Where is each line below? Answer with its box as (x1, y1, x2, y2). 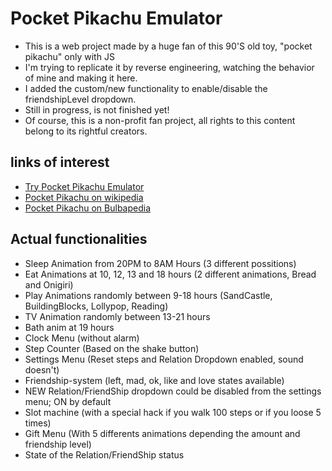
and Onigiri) (24, 278, 74, 291)
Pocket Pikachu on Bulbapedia (24, 202, 152, 214)
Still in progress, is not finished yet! (24, 103, 170, 116)
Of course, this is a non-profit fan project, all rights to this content (24, 114, 296, 126)
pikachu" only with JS (24, 50, 115, 62)
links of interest (10, 154, 110, 171)
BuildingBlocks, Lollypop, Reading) (24, 300, 169, 312)
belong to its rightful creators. (24, 125, 148, 137)
